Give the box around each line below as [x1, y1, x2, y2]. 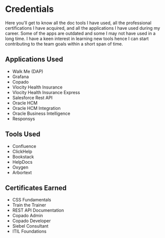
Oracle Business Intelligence [12, 110, 71, 116]
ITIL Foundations [12, 229, 47, 235]
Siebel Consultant [12, 223, 48, 229]
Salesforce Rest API [12, 95, 53, 100]
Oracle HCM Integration [12, 105, 61, 111]
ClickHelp [12, 148, 33, 154]
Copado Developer [12, 218, 51, 224]
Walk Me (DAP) [12, 68, 43, 74]
